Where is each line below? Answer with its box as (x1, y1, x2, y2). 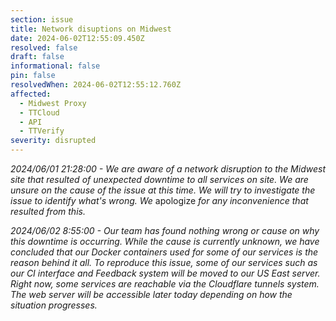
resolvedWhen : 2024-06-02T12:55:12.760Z (10, 80, 182, 90)
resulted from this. (10, 206, 86, 217)
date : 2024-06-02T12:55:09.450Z (10, 33, 145, 43)
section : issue (10, 14, 74, 25)
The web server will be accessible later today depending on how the (10, 289, 293, 300)
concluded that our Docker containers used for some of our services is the (10, 246, 319, 258)
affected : (10, 89, 52, 99)
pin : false (10, 71, 56, 81)
